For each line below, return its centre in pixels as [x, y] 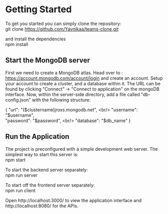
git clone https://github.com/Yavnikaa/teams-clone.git [62, 29]
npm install [17, 44]
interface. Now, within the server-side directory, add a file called [73, 94]
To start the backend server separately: [47, 170]
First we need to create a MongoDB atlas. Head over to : [64, 73]
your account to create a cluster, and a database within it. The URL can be [83, 83]
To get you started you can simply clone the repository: [63, 23]
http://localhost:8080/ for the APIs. [42, 206]
